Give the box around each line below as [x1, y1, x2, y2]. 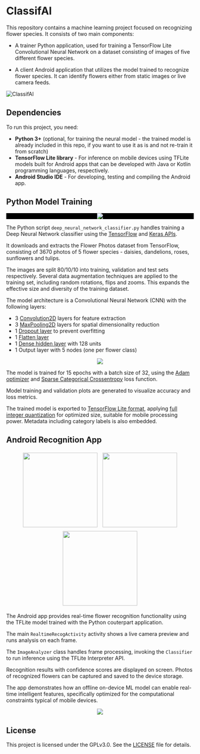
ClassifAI [6, 4, 52, 18]
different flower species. [14, 54, 75, 61]
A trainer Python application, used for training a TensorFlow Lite [14, 42, 171, 49]
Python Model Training [6, 197, 93, 207]
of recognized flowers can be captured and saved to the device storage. [6, 673, 183, 680]
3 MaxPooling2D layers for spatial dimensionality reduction [14, 321, 160, 328]
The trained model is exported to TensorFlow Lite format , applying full [6, 405, 177, 412]
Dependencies [6, 107, 61, 118]
